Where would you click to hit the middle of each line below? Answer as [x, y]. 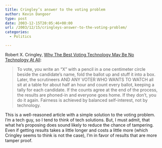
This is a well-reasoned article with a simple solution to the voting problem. [80, 115]
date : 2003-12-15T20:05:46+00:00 [39, 23]
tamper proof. [19, 140]
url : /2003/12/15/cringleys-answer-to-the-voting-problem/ [66, 28]
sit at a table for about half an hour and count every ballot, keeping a [86, 84]
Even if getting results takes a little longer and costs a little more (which [77, 130]
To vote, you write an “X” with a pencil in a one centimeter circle [81, 69]
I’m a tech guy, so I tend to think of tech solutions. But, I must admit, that [77, 120]
